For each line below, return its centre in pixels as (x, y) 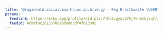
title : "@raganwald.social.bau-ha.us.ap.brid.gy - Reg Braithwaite (75, 9)
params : (13, 14)
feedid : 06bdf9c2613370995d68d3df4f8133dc (53, 23)
